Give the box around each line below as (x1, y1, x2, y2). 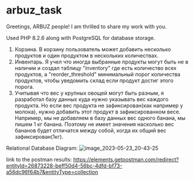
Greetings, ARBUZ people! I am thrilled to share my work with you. (6, 23, 167, 30)
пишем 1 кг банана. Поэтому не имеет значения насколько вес (14, 120, 175, 128)
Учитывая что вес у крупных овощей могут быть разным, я (14, 89, 164, 96)
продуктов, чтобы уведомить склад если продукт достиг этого (14, 77, 174, 84)
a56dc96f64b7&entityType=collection (6, 168, 98, 175)
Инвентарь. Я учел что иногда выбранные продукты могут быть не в (14, 58, 189, 65)
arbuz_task (6, 4, 63, 17)
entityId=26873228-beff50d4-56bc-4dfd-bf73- (6, 162, 123, 169)
